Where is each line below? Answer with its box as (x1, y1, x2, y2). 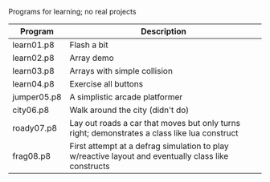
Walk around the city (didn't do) (69, 104, 190, 115)
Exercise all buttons (69, 79, 143, 89)
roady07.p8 (12, 123, 58, 133)
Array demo (69, 52, 114, 63)
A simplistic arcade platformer (69, 91, 183, 103)
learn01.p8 (12, 39, 55, 51)
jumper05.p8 (12, 91, 62, 103)
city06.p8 (12, 104, 50, 115)
